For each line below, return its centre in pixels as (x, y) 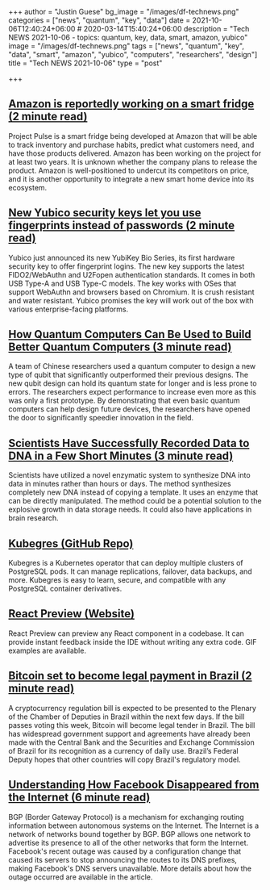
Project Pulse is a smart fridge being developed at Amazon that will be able (133, 136)
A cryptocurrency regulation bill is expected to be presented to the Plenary (132, 708)
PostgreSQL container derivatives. (65, 589)
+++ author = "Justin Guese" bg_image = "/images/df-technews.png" (124, 12)
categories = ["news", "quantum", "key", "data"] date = (100, 20)
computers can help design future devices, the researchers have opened (129, 409)
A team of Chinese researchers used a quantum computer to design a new (132, 366)
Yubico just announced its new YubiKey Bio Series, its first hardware (122, 257)
